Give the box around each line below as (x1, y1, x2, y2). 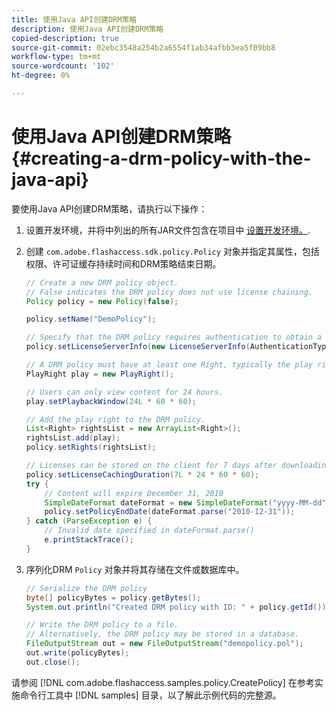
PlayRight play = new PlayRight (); (25, 369, 175, 379)
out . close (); (25, 657, 81, 667)
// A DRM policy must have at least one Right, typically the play (25, 360, 313, 370)
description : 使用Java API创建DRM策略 (11, 24, 164, 34)
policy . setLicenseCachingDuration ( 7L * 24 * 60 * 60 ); (25, 469, 260, 480)
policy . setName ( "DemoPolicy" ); (25, 314, 157, 325)
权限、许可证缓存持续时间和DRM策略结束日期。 (25, 257, 222, 270)
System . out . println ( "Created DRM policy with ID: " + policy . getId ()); (25, 602, 331, 612)
